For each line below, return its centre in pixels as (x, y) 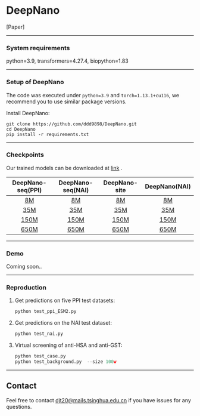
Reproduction (26, 288)
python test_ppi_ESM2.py (46, 312)
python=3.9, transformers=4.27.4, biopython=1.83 (68, 61)
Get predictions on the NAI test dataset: (63, 323)
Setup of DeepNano (35, 82)
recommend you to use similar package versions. (66, 101)
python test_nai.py (39, 334)
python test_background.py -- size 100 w (65, 362)
